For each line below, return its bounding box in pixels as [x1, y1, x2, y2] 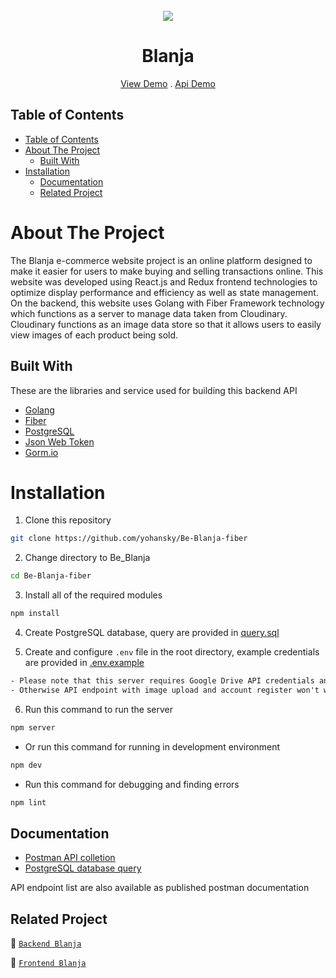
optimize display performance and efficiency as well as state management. [10, 286, 319, 298]
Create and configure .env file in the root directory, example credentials [24, 646, 320, 658]
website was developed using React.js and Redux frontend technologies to [10, 275, 318, 288]
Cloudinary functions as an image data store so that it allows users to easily [10, 318, 322, 330]
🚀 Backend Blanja [10, 937, 82, 949]
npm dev [10, 760, 43, 770]
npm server [10, 722, 56, 733]
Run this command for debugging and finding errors [24, 778, 240, 790]
